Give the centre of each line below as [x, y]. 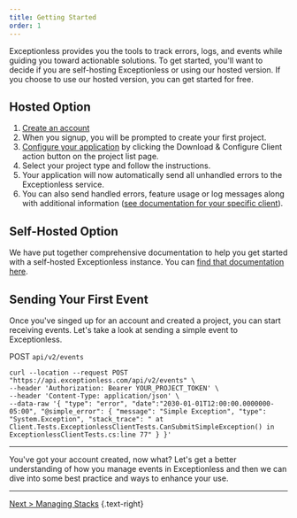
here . [19, 272]
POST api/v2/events [46, 356]
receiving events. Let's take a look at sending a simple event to [124, 329]
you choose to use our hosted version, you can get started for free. [131, 79]
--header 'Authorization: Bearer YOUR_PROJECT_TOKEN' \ [114, 388]
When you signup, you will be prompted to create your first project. [144, 137]
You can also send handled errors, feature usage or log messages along [153, 194]
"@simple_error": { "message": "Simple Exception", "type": [154, 411]
